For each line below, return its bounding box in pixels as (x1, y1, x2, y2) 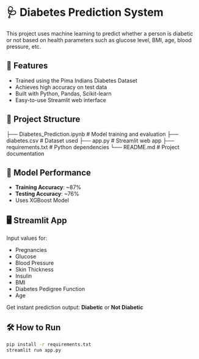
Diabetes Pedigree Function (15, 286, 85, 293)
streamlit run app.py (6, 347, 62, 353)
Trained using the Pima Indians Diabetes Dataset (15, 76, 137, 84)
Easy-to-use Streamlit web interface (15, 96, 107, 103)
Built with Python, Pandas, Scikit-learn (15, 90, 112, 97)
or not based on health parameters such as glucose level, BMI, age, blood (6, 36, 192, 43)
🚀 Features (6, 61, 48, 71)
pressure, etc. (6, 43, 42, 50)
